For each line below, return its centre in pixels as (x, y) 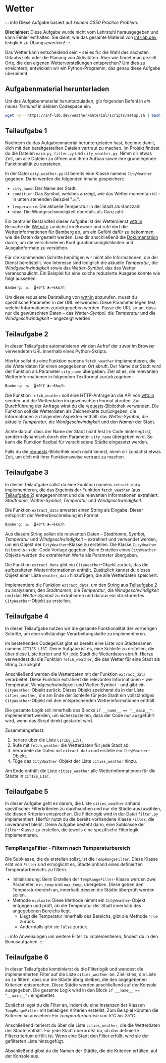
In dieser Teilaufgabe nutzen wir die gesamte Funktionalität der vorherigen (81, 628)
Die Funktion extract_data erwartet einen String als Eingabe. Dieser (74, 510)
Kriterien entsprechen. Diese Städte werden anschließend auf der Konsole (81, 985)
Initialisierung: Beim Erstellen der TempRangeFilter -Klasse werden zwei (84, 879)
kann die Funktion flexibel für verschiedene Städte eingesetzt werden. (77, 442)
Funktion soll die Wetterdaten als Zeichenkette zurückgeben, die (71, 411)
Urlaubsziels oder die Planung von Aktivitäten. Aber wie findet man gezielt (81, 57)
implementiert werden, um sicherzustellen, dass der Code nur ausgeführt (80, 715)
